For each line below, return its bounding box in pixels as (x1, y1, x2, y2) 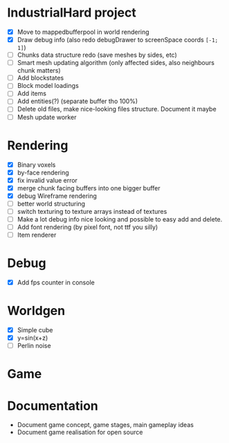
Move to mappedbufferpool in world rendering (17, 28, 150, 36)
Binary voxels (17, 161, 56, 169)
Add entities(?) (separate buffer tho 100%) (17, 97, 138, 105)
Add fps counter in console (17, 278, 95, 287)
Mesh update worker (17, 113, 77, 121)
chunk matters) (17, 66, 61, 75)
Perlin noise (17, 341, 51, 350)
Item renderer (17, 230, 57, 239)
